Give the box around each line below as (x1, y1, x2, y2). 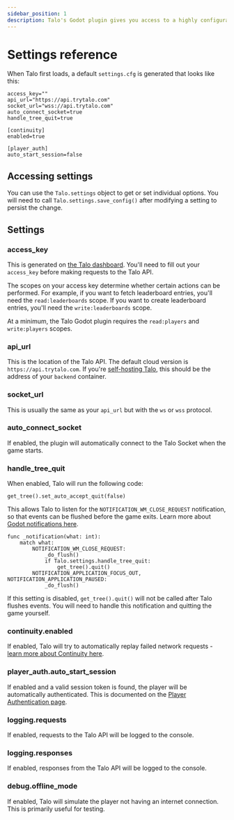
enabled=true (7, 133, 45, 140)
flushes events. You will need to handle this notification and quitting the (7, 601, 212, 610)
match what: (19, 539, 54, 546)
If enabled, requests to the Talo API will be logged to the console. (7, 731, 194, 739)
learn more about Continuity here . (7, 649, 104, 658)
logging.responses (7, 748, 73, 757)
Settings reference (7, 47, 118, 63)
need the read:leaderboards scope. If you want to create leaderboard (7, 296, 207, 304)
